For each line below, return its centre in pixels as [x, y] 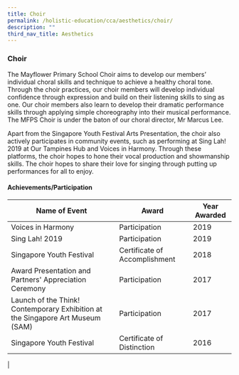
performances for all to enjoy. [51, 171]
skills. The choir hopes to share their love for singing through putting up [112, 164]
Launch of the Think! [46, 300]
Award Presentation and [51, 270]
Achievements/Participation [50, 187]
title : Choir [27, 14]
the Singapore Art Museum [56, 317]
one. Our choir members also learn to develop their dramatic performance [116, 105]
